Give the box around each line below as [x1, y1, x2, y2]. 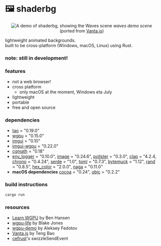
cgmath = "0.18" [12, 148, 45, 154]
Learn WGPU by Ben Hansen [12, 214, 71, 221]
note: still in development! [5, 54, 68, 61]
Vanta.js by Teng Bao [12, 230, 55, 236]
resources [5, 204, 30, 211]
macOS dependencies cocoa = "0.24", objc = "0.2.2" [12, 169, 120, 175]
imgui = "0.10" [12, 138, 40, 144]
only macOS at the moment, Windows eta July [19, 89, 112, 95]
